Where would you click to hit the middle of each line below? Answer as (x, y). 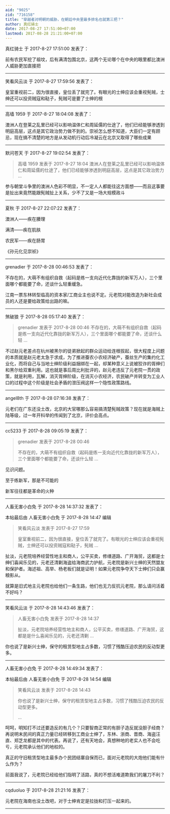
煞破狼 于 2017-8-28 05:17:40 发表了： (46, 317)
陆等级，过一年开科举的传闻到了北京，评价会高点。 (58, 415)
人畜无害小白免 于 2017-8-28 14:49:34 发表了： (55, 668)
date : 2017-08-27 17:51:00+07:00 (40, 29)
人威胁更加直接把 (23, 66)
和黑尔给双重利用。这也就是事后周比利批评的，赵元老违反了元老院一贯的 (80, 370)
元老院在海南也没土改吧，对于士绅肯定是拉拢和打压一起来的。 (70, 801)
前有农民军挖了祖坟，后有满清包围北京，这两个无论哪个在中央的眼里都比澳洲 (85, 59)
